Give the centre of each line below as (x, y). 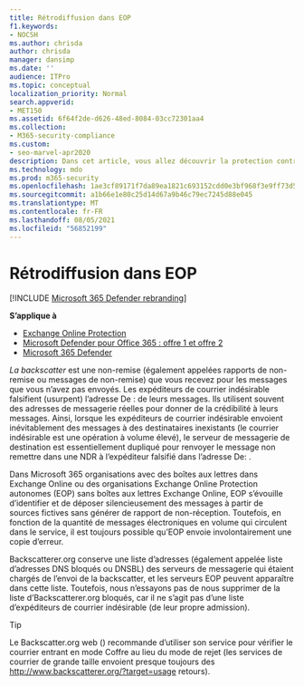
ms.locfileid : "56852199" (58, 228)
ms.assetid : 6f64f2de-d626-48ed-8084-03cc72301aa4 (107, 119)
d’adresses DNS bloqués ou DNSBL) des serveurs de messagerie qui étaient (152, 569)
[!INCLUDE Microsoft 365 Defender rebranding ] (98, 298)
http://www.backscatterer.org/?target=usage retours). (110, 672)
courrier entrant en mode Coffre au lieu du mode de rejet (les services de (146, 652)
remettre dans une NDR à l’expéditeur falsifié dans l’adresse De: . (130, 457)
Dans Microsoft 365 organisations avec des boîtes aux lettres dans (134, 474)
